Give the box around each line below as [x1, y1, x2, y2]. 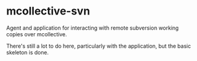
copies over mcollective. [6, 30, 68, 37]
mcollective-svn [6, 4, 91, 18]
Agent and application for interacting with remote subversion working [6, 24, 179, 31]
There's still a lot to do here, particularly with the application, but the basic [6, 42, 192, 50]
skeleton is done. [6, 48, 49, 56]
